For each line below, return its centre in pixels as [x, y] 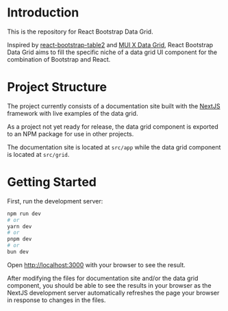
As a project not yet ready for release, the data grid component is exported [113, 126]
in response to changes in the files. [56, 300]
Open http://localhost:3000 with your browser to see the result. [97, 264]
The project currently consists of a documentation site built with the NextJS [114, 106]
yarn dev [20, 226]
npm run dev [24, 214]
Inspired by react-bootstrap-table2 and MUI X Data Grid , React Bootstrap [110, 45]
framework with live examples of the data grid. [73, 113]
